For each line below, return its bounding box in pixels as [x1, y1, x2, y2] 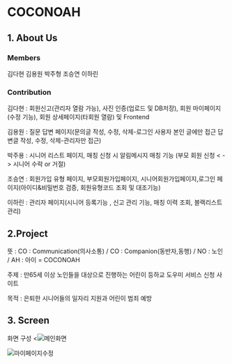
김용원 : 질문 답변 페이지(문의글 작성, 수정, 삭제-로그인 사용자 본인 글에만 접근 [7, 128, 217, 136]
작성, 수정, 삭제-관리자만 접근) [20, 137, 102, 145]
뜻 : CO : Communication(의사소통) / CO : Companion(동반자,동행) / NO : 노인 [7, 247, 224, 255]
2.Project [7, 227, 49, 239]
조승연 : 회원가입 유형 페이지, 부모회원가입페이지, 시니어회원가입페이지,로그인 [7, 175, 216, 183]
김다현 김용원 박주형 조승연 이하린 [7, 69, 99, 77]
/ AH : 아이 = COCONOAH [7, 255, 80, 264]
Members [7, 53, 40, 63]
